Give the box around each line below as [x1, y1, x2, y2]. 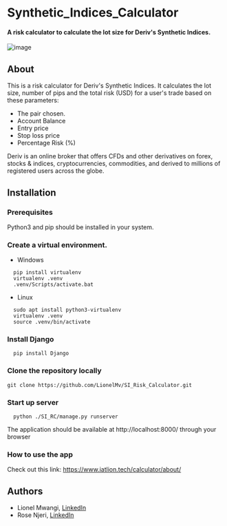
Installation [7, 187, 56, 198]
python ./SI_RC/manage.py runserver [13, 413, 118, 421]
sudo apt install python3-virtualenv [13, 306, 122, 314]
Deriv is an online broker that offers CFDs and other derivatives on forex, [7, 152, 213, 160]
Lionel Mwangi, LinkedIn [17, 504, 87, 512]
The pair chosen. [17, 109, 65, 118]
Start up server [7, 397, 59, 407]
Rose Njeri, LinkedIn [17, 511, 74, 519]
